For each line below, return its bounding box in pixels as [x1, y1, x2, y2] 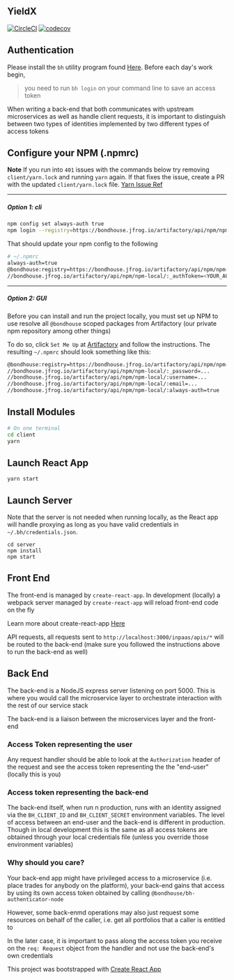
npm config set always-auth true [7, 220, 104, 227]
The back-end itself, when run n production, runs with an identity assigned [7, 804, 221, 812]
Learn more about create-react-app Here [7, 619, 125, 627]
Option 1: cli [7, 203, 42, 211]
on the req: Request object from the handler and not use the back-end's [7, 944, 214, 952]
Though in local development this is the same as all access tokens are [7, 826, 208, 834]
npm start [7, 554, 36, 561]
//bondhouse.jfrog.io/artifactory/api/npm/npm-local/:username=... [7, 374, 208, 381]
